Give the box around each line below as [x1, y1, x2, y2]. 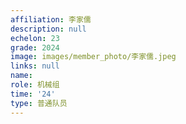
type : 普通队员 [10, 98, 68, 108]
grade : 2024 [10, 42, 60, 53]
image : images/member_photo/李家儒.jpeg [10, 52, 177, 62]
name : [10, 71, 33, 81]
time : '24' [10, 89, 56, 99]
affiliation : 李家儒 [10, 14, 92, 25]
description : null [10, 24, 87, 34]
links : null [10, 61, 60, 71]
